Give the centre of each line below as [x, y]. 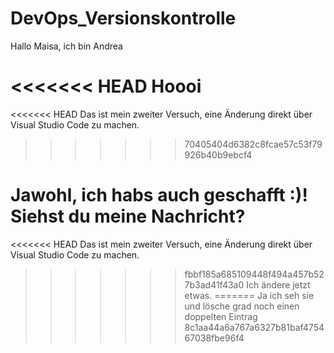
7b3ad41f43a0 [214, 284]
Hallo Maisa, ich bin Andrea [66, 46]
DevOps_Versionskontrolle [123, 18]
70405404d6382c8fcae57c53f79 [253, 144]
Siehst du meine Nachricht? [128, 216]
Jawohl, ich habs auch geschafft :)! [159, 195]
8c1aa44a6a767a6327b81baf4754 [254, 327]
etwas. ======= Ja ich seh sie [249, 295]
